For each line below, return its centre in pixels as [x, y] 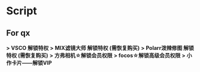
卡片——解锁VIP [31, 63]
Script [22, 11]
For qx [18, 33]
